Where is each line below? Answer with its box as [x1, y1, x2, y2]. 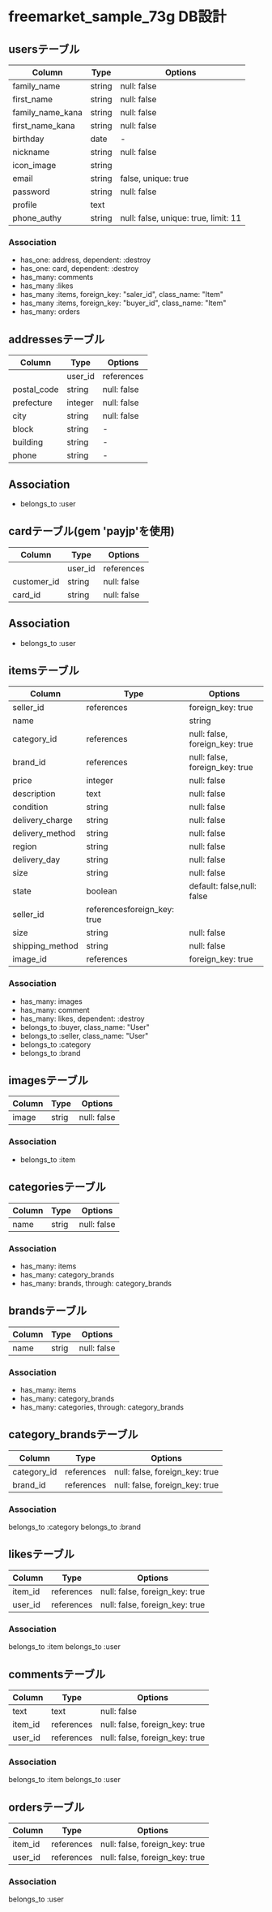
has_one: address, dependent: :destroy [19, 255, 151, 265]
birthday [12, 133, 45, 144]
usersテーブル [8, 42, 80, 56]
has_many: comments [19, 273, 94, 282]
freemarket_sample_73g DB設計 [8, 7, 227, 26]
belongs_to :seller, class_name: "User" [19, 1031, 149, 1040]
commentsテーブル [8, 1667, 106, 1681]
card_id [12, 589, 41, 601]
